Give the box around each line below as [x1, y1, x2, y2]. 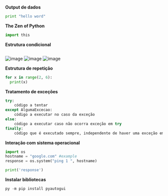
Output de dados [5, 4, 41, 10]
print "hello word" [5, 14, 46, 19]
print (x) [9, 79, 28, 84]
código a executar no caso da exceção [14, 112, 95, 117]
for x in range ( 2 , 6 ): [5, 75, 52, 80]
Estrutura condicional [5, 41, 51, 47]
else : [5, 117, 16, 122]
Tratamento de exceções [5, 88, 58, 94]
